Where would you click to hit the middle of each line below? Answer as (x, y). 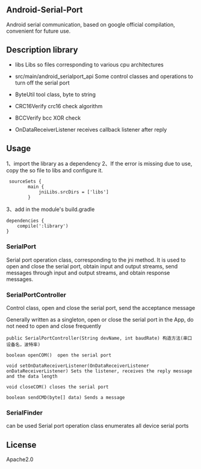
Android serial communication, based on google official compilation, (91, 24)
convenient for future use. (39, 31)
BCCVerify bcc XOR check (48, 118)
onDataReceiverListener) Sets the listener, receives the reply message (99, 371)
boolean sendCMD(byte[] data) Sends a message (66, 398)
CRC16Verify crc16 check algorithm (59, 106)
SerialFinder (25, 412)
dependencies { (25, 221)
